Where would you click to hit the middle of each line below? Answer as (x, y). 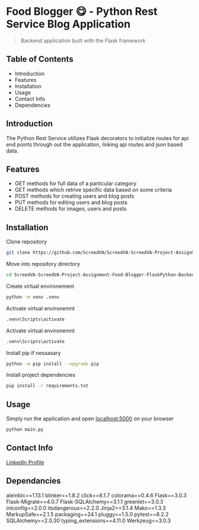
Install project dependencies (41, 375)
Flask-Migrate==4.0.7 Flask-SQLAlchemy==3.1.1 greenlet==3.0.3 (85, 502)
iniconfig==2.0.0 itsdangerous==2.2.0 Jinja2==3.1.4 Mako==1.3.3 (86, 508)
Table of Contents (40, 59)
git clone (18, 253)
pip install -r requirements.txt (47, 386)
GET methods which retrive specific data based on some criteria (93, 190)
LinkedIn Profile (25, 462)
